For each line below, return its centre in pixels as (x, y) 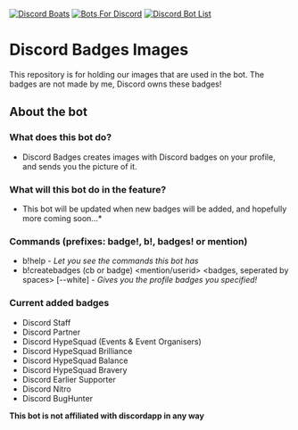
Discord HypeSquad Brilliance (77, 351)
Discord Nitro (46, 389)
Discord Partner (51, 332)
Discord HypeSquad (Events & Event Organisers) (112, 341)
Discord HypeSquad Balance (75, 360)
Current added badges (59, 303)
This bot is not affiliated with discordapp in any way (107, 416)
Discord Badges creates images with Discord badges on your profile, (149, 157)
